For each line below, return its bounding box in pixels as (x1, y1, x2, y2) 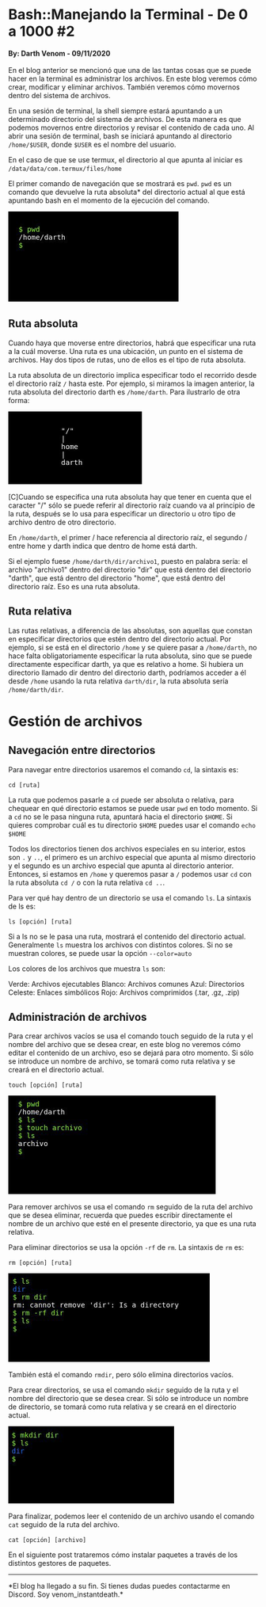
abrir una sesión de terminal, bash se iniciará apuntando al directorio (8, 131, 232, 140)
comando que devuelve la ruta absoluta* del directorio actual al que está (8, 187, 245, 196)
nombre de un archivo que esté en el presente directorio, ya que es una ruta (8, 1219, 256, 1228)
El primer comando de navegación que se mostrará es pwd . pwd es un (8, 178, 232, 188)
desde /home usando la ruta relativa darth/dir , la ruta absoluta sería (8, 676, 229, 686)
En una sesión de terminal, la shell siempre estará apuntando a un (8, 105, 223, 116)
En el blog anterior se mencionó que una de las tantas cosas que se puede (8, 65, 252, 74)
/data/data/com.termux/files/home (8, 165, 123, 173)
